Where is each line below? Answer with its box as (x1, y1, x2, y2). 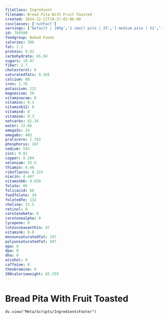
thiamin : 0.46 (5, 165, 35, 170)
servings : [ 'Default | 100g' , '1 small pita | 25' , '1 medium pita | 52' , (5, 26, 159, 31)
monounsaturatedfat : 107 (5, 234, 57, 239)
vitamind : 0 (5, 109, 30, 115)
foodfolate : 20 (5, 192, 37, 197)
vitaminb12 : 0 (5, 105, 35, 110)
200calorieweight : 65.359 (5, 271, 59, 277)
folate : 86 (5, 183, 28, 188)
